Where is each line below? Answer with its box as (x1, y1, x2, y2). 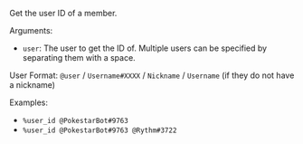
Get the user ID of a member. (9, 8, 118, 18)
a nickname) (9, 80, 56, 90)
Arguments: (9, 25, 53, 35)
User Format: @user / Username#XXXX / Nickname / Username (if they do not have (9, 70, 295, 81)
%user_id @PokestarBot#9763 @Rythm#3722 (22, 126, 177, 135)
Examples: (9, 97, 48, 108)
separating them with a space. (22, 53, 136, 62)
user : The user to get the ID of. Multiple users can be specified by (22, 43, 268, 53)
